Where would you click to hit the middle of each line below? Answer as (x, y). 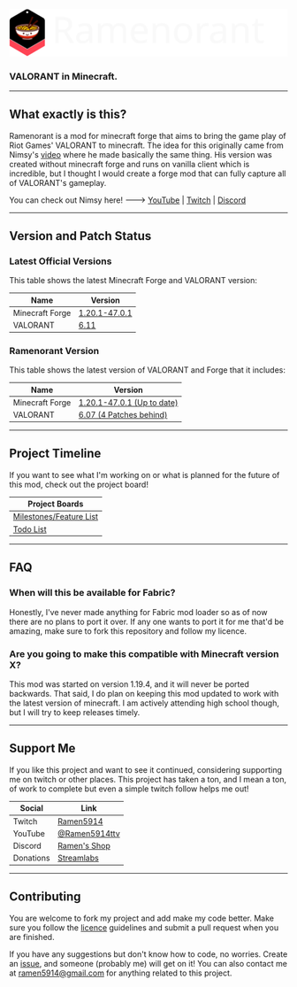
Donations (31, 858)
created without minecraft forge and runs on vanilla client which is (129, 164)
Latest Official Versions (61, 261)
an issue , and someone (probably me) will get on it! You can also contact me (148, 963)
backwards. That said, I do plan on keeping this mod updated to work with (144, 694)
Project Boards (56, 504)
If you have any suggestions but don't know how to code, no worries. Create (148, 954)
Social (32, 808)
